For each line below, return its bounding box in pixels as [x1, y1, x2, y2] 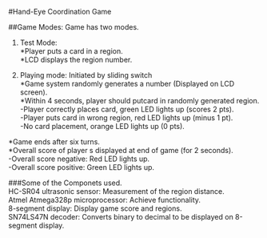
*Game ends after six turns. [8, 137, 100, 147]
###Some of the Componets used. [8, 178, 122, 188]
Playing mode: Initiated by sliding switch [19, 71, 153, 79]
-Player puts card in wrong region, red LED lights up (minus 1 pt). [19, 113, 233, 123]
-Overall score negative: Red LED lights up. [8, 154, 150, 163]
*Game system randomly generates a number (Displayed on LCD [19, 79, 234, 88]
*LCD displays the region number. [19, 55, 133, 64]
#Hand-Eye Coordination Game [8, 7, 112, 16]
